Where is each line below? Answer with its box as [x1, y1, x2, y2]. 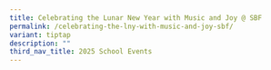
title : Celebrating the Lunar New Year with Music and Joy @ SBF [9, 13, 262, 23]
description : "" [9, 38, 71, 48]
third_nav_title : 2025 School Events [9, 47, 153, 56]
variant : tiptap [9, 30, 71, 39]
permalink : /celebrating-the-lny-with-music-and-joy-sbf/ [9, 22, 234, 31]
